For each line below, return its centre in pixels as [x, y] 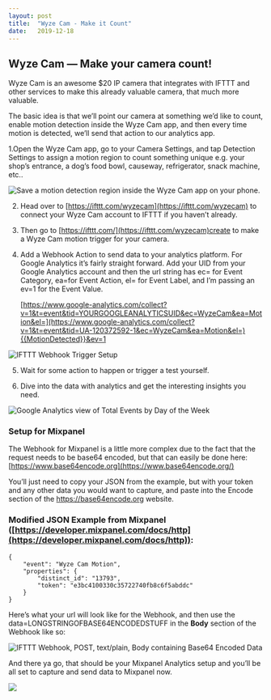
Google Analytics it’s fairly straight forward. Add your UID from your [133, 263]
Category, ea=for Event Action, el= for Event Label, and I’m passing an [137, 281]
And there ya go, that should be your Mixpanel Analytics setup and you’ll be [135, 663]
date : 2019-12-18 [41, 31]
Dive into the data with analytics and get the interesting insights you [133, 386]
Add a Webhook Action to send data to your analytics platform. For [131, 255]
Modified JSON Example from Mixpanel [87, 520]
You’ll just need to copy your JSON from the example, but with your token [131, 482]
